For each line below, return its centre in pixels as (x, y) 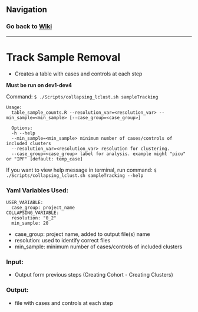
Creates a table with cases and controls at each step (78, 74)
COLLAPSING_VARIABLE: (33, 213)
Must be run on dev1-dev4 (39, 85)
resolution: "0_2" (34, 218)
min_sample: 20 (30, 223)
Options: (22, 128)
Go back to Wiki (29, 27)
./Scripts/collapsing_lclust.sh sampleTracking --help (75, 175)
